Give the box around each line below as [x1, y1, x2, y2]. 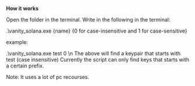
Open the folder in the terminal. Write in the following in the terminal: [6, 16, 170, 23]
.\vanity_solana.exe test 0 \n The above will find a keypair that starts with [6, 50, 181, 57]
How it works [6, 5, 39, 12]
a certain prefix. [6, 62, 44, 69]
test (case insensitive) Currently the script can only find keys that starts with [6, 56, 190, 63]
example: [6, 39, 28, 45]
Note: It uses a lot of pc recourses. [6, 74, 89, 80]
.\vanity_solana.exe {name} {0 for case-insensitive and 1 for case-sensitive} [6, 27, 188, 34]
